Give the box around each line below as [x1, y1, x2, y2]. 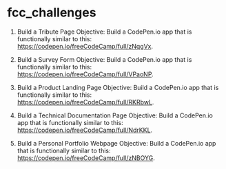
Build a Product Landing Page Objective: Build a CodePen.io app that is [17, 83, 219, 91]
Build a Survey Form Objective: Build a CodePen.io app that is [17, 55, 192, 63]
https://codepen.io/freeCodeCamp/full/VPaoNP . [17, 70, 154, 78]
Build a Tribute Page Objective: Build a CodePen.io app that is [17, 27, 192, 36]
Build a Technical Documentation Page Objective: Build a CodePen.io [17, 111, 214, 120]
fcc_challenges [7, 5, 96, 21]
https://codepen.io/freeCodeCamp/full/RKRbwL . [17, 98, 154, 106]
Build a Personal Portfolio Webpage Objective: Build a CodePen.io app [17, 139, 216, 147]
